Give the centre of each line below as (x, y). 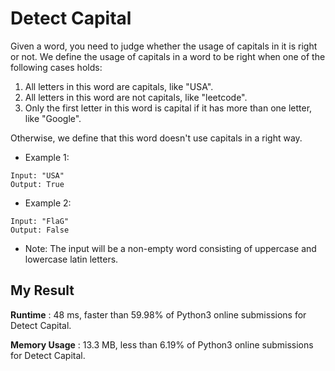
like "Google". (53, 118)
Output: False (40, 230)
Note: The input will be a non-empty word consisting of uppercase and (170, 248)
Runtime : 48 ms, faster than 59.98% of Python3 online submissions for (158, 314)
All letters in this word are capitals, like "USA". (119, 86)
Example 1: (47, 157)
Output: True (37, 184)
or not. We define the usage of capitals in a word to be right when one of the (168, 56)
